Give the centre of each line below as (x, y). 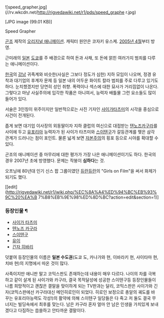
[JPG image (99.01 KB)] (29, 22)
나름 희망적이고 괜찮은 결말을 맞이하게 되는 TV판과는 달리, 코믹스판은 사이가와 (79, 286)
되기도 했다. (16, 177)
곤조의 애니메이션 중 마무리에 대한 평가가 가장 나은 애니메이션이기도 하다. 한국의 (81, 154)
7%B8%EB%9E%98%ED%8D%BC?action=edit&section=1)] (99, 197)
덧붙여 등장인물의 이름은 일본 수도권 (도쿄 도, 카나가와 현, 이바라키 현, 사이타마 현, (82, 257)
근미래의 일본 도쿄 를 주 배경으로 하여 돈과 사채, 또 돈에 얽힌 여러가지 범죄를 (76, 58)
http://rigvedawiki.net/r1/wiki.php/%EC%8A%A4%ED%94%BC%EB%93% (82, 192)
